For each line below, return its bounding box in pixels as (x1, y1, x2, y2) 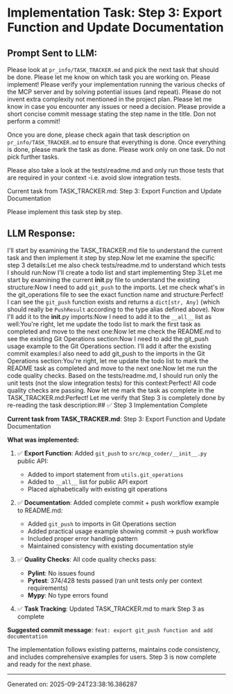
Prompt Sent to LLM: (7, 47, 98, 59)
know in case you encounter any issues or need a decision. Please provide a (7, 103, 226, 110)
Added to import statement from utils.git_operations (27, 470, 184, 478)
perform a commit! (7, 117, 60, 125)
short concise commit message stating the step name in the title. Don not (7, 110, 216, 118)
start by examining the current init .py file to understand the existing (7, 275, 200, 284)
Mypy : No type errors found (27, 591, 109, 599)
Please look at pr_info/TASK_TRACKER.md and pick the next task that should (7, 66, 219, 73)
